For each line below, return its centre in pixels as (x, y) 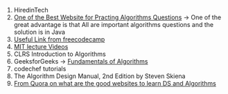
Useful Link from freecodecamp (59, 39)
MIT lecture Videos (41, 47)
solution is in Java (40, 32)
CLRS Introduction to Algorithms (60, 54)
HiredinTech (31, 10)
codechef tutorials (40, 69)
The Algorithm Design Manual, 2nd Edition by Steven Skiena (99, 76)
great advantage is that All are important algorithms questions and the (113, 25)
